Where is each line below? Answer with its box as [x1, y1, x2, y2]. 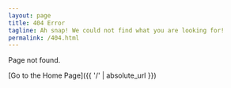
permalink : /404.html [8, 33, 80, 42]
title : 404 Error [8, 19, 66, 27]
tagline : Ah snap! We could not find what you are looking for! [8, 26, 225, 34]
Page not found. [8, 55, 61, 65]
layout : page [8, 11, 51, 20]
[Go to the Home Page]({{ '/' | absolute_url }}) [8, 71, 157, 80]
